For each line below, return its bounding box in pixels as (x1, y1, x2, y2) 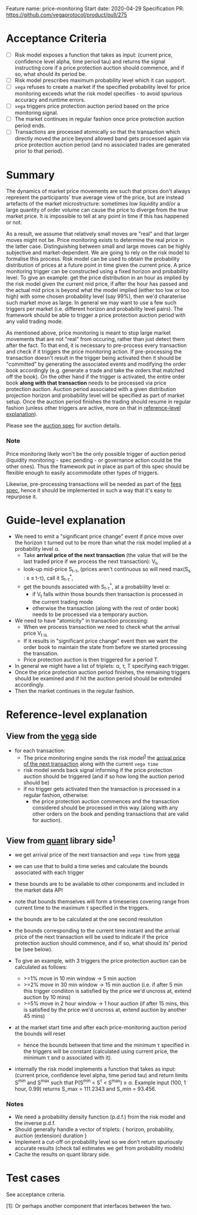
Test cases (6, 1171, 61, 1185)
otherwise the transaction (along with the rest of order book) (32, 604, 179, 611)
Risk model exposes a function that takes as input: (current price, (14, 51, 173, 58)
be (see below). (14, 946, 53, 953)
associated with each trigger (14, 869, 84, 876)
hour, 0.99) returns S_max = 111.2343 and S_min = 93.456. (14, 1085, 156, 1092)
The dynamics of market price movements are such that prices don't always (6, 188, 191, 195)
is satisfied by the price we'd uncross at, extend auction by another (23, 1007, 187, 1014)
